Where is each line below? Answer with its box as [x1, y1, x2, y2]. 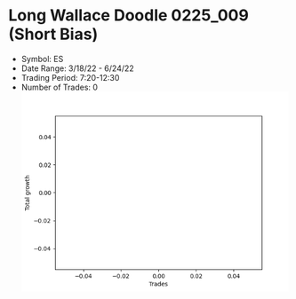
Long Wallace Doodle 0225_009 [8, 5, 250, 26]
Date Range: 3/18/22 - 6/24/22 [20, 63, 134, 74]
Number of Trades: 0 [20, 82, 99, 92]
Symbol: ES [20, 53, 64, 64]
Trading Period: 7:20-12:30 [20, 72, 120, 83]
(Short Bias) [8, 24, 99, 44]
